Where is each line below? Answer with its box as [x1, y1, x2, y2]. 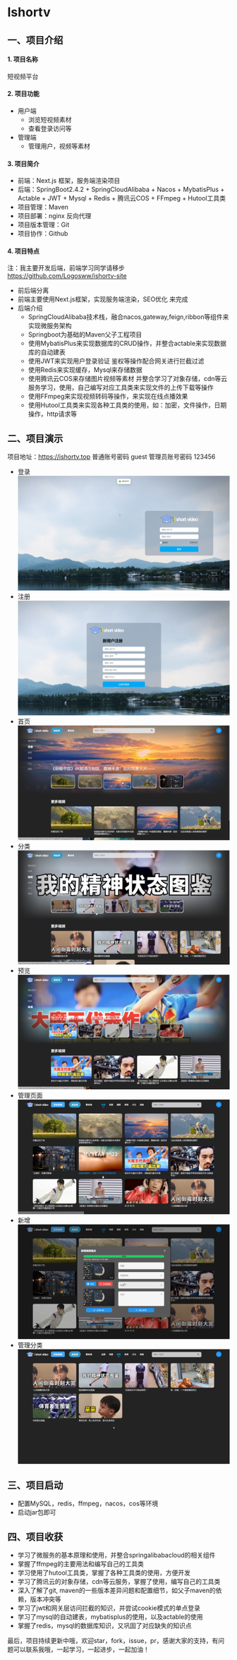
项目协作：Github [17, 229, 68, 238]
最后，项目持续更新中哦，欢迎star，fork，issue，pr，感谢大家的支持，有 [7, 1637, 219, 1645]
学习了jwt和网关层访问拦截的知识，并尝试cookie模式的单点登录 [17, 1604, 201, 1613]
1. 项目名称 [7, 55, 39, 64]
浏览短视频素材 [28, 115, 72, 124]
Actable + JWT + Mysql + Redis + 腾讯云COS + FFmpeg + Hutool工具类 [17, 194, 226, 203]
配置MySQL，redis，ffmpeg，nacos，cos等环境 [17, 1499, 159, 1508]
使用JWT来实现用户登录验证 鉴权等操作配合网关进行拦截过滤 [28, 357, 205, 366]
